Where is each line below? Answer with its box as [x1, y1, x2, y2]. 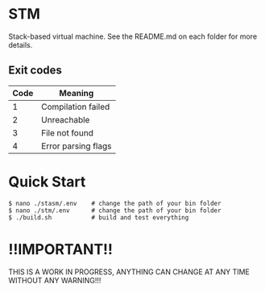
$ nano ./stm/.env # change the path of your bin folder [8, 206, 222, 215]
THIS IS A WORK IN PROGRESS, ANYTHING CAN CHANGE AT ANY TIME [8, 267, 250, 277]
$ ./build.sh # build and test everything [8, 213, 189, 222]
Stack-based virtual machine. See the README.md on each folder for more [8, 31, 258, 41]
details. [8, 40, 33, 49]
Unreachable [41, 114, 90, 125]
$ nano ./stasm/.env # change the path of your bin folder [8, 199, 222, 207]
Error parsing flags [41, 140, 112, 152]
